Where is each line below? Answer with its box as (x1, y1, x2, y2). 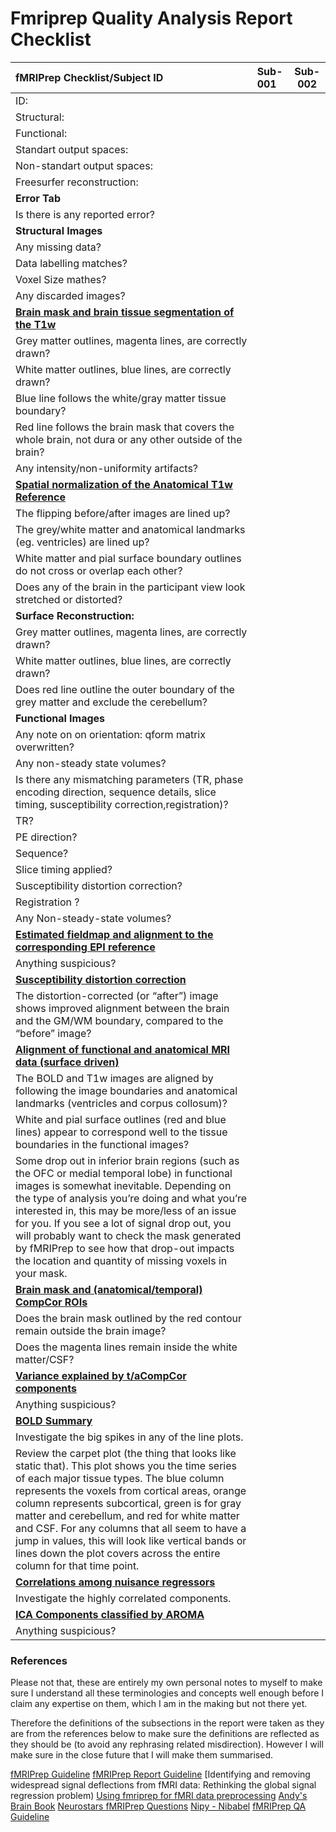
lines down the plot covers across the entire (15, 1546, 221, 1560)
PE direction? (15, 830, 78, 844)
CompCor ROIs (15, 1295, 88, 1309)
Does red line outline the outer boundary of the (15, 682, 235, 696)
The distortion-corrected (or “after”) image (15, 988, 219, 1002)
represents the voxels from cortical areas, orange (15, 1483, 247, 1497)
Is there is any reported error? (15, 207, 155, 221)
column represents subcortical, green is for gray (15, 1496, 242, 1510)
